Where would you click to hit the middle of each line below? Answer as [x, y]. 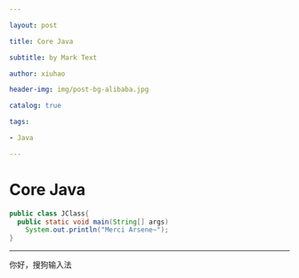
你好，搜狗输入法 [40, 265]
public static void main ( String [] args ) [93, 222]
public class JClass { [49, 213]
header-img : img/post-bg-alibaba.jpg [79, 90]
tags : [19, 122]
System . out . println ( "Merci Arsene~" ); [97, 230]
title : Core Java [41, 41]
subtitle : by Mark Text [53, 57]
